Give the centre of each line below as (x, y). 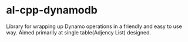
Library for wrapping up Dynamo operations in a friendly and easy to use (94, 26)
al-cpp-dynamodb (52, 10)
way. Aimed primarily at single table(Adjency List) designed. (79, 32)
